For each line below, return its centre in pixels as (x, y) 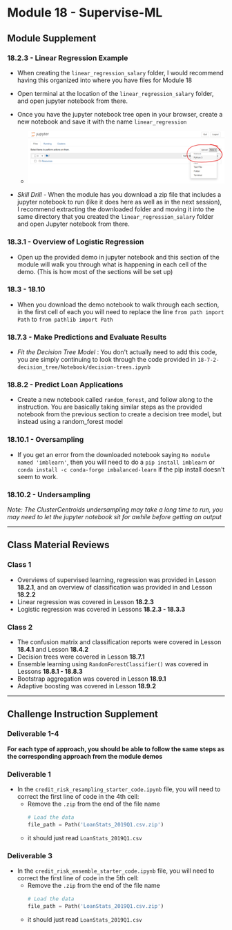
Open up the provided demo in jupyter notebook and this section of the (118, 257)
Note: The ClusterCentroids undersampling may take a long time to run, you (115, 510)
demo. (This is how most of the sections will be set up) (95, 271)
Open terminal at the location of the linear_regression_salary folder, (115, 93)
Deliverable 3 (30, 855)
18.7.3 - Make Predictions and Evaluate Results (87, 337)
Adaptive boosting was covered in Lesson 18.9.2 (87, 686)
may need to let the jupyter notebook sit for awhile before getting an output (115, 517)
